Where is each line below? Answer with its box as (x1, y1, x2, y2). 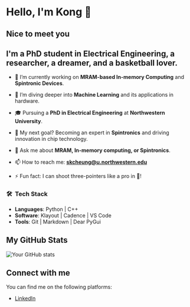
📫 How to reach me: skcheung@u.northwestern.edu (14, 159, 148, 166)
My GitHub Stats (6, 235, 68, 245)
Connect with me (6, 268, 71, 278)
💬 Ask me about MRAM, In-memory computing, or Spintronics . (14, 147, 171, 154)
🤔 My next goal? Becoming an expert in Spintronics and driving (14, 129, 169, 136)
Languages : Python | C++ (14, 206, 78, 213)
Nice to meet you (6, 29, 70, 39)
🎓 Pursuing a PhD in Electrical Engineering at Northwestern (14, 109, 165, 117)
